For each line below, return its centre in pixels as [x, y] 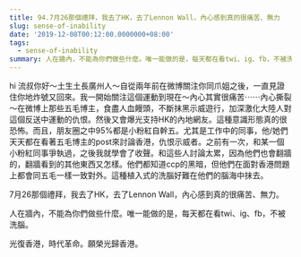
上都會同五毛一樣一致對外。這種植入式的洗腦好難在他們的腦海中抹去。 [139, 175]
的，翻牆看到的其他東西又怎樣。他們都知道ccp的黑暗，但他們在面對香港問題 [150, 164]
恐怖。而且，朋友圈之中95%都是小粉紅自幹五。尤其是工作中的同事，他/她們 [149, 130]
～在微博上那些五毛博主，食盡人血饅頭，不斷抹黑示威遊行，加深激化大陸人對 [150, 108]
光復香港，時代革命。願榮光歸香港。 [76, 244]
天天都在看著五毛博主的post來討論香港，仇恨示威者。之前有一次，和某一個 [147, 141]
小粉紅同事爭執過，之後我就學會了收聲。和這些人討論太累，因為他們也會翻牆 [150, 153]
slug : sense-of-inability [57, 26]
